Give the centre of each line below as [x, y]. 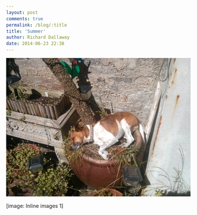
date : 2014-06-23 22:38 [35, 44]
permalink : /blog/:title [37, 25]
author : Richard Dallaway [38, 38]
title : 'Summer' [26, 31]
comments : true [25, 19]
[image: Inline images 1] [35, 206]
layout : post [22, 12]
